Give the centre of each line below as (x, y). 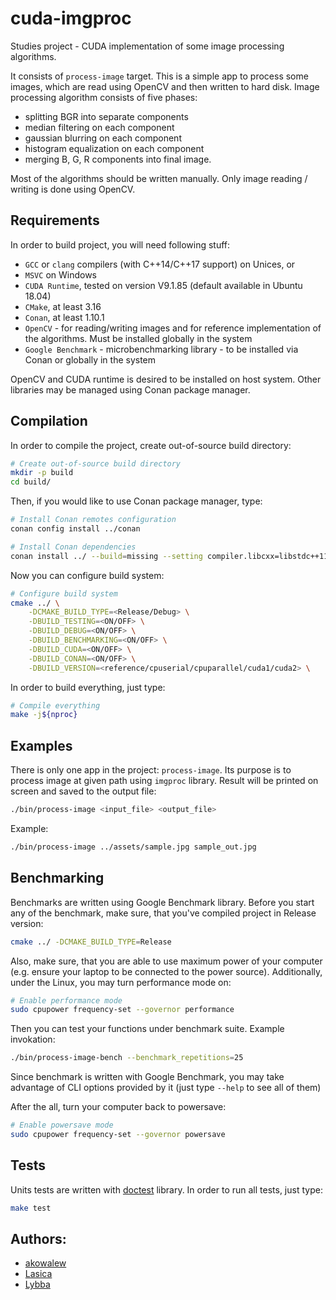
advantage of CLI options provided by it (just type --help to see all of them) (166, 1088)
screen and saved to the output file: (83, 791)
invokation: (33, 1039)
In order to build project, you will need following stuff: (120, 244)
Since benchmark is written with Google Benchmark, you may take (147, 1077)
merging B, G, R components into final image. (118, 159)
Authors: (38, 1239)
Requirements (55, 220)
